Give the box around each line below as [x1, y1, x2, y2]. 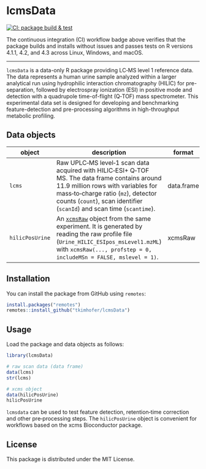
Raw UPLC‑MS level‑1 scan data [56, 158, 150, 167]
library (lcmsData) [6, 353, 53, 359]
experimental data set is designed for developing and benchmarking [6, 99, 179, 106]
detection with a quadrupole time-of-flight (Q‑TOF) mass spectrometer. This [6, 93, 199, 100]
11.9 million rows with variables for [56, 181, 158, 190]
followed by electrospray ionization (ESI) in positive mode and [36, 86, 193, 93]
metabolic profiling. [6, 112, 55, 120]
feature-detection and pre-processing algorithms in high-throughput [6, 105, 180, 113]
